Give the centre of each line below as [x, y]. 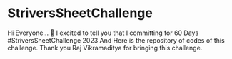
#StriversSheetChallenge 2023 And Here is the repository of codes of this [116, 40]
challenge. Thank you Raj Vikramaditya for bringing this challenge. [105, 48]
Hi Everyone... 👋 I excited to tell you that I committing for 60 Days [103, 33]
